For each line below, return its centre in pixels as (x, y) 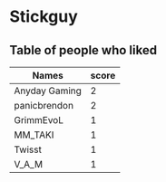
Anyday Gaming (48, 91)
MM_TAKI (34, 135)
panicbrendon (44, 105)
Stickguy (44, 17)
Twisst (28, 149)
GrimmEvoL (39, 120)
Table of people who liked (83, 50)
